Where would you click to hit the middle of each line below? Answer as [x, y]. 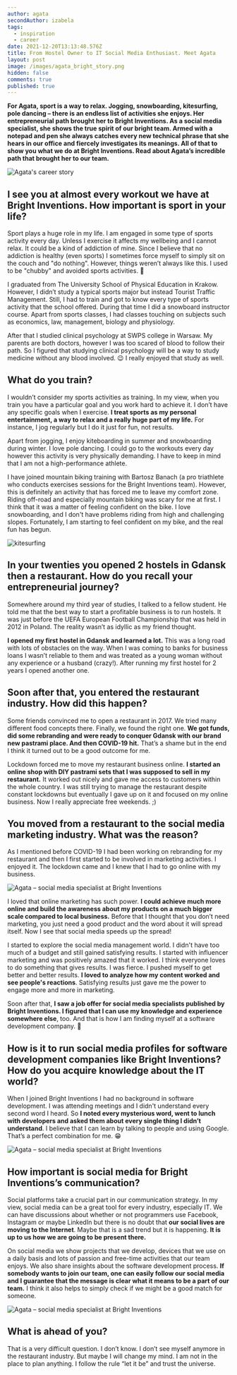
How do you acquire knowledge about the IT [106, 1070]
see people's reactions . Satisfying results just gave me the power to [107, 983]
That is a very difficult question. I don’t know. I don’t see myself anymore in [116, 1348]
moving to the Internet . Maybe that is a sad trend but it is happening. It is [114, 1229]
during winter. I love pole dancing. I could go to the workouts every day [110, 448]
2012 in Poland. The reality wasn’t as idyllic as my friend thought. [102, 627]
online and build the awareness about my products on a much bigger [110, 909]
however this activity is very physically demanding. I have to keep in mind [114, 456]
